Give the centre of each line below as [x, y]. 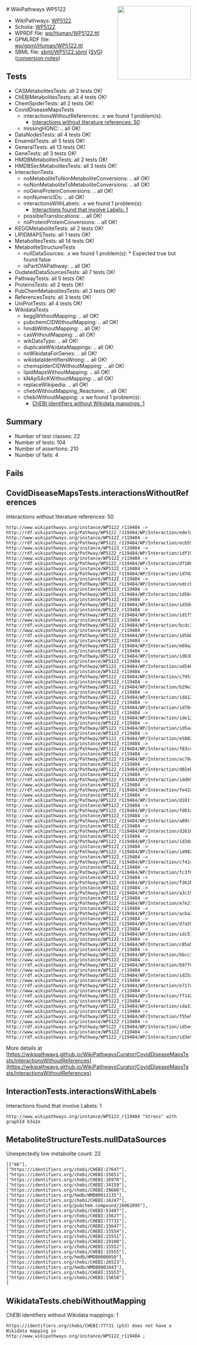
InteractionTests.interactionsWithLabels [81, 1092]
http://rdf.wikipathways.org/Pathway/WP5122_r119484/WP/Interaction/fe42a [99, 790]
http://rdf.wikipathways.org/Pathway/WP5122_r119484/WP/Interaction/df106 [99, 563]
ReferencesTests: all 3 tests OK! [53, 297]
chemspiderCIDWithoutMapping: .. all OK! [74, 366]
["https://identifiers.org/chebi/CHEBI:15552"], [67, 1247]
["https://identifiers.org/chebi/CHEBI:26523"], [67, 1262]
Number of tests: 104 [40, 442]
